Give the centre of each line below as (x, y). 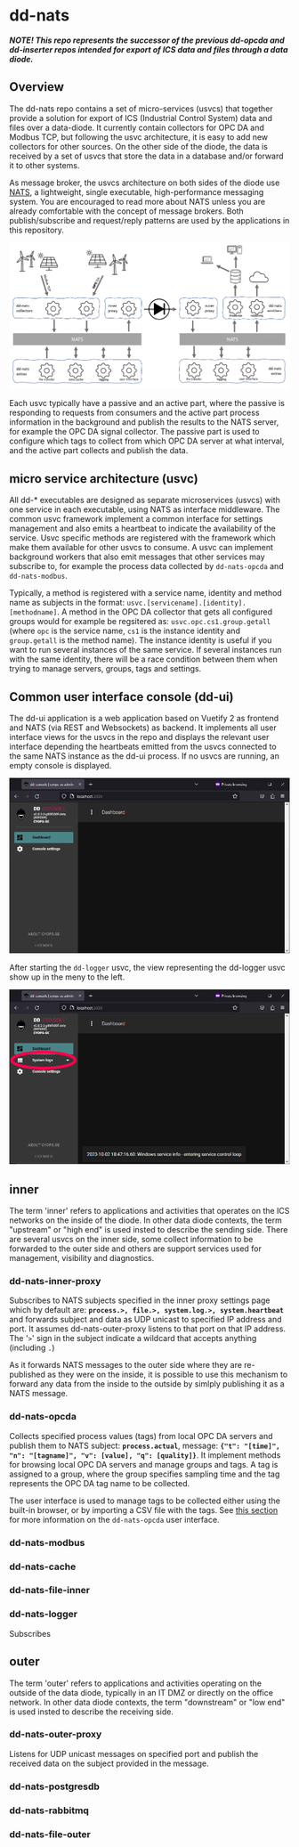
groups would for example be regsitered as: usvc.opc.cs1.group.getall (140, 622)
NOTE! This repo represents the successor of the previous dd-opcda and (147, 40)
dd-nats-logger (44, 1615)
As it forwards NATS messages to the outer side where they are (126, 1365)
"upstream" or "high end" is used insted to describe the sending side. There (149, 1230)
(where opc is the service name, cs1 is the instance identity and (125, 631)
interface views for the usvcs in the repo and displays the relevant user (139, 736)
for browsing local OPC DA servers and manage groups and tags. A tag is (144, 1464)
